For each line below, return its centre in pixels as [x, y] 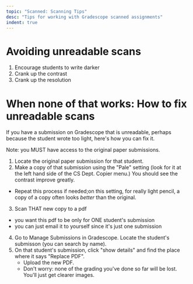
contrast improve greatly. [45, 180]
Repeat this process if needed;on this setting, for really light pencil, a [97, 191]
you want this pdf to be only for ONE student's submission [85, 220]
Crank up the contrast [41, 74]
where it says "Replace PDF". [50, 256]
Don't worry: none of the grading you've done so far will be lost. [100, 269]
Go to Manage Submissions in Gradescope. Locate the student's [92, 238]
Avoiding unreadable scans [74, 51]
